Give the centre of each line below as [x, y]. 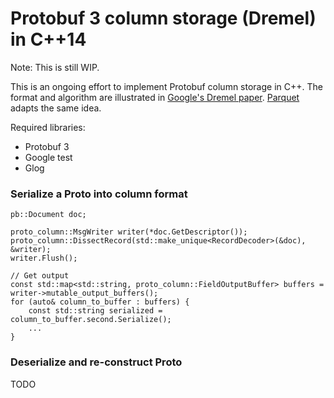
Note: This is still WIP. [55, 67]
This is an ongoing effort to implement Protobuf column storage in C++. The [166, 86]
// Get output [40, 276]
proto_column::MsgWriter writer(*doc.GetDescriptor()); [129, 232]
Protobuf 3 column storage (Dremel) [163, 18]
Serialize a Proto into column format [99, 194]
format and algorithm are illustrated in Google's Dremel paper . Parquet [155, 97]
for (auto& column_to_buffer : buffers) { [100, 302]
